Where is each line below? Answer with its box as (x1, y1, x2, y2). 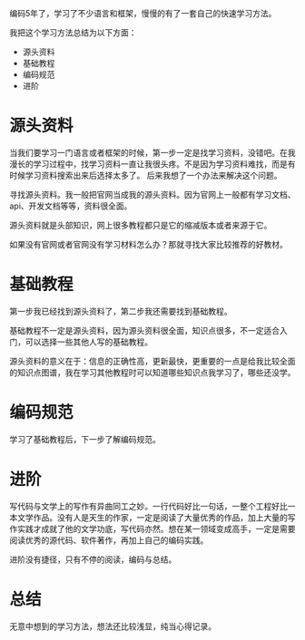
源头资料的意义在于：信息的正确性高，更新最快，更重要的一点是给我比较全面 (9, 355, 296, 366)
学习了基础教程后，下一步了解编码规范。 (9, 433, 161, 444)
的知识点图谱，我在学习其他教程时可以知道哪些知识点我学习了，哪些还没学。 (9, 366, 296, 378)
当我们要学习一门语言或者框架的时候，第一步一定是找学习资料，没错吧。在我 (9, 147, 296, 158)
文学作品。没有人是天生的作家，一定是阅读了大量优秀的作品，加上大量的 (16, 511, 288, 523)
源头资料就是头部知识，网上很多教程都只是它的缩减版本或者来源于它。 (9, 219, 272, 230)
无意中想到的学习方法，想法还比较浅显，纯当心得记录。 (9, 620, 216, 632)
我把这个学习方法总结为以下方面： (9, 27, 137, 38)
